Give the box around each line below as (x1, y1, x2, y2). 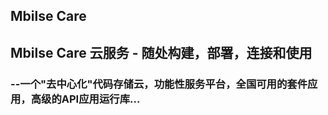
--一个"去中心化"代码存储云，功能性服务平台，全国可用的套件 (10, 77, 308, 91)
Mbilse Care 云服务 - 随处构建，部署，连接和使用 (10, 44, 313, 61)
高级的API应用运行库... (30, 92, 141, 106)
